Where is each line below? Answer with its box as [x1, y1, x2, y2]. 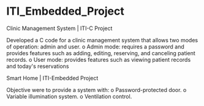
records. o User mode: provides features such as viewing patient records [6, 56, 191, 63]
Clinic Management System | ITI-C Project [6, 25, 113, 32]
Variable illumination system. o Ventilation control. [6, 93, 132, 100]
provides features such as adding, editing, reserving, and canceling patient [6, 49, 196, 56]
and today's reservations [6, 62, 69, 70]
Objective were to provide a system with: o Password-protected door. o [6, 86, 187, 93]
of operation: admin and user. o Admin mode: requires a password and [6, 43, 185, 50]
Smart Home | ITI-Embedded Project [6, 74, 99, 81]
